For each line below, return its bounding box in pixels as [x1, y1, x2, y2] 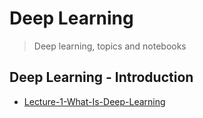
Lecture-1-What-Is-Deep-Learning [23, 95, 166, 107]
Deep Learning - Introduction [9, 69, 194, 86]
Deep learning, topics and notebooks [33, 40, 187, 52]
